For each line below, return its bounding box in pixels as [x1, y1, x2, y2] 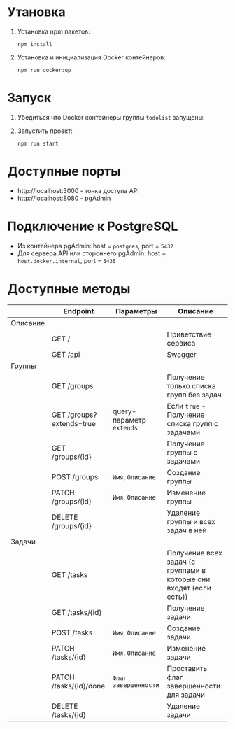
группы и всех [166, 516, 215, 526]
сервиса [166, 338, 196, 348]
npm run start [17, 140, 59, 147]
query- [112, 406, 137, 416]
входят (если [166, 583, 211, 593]
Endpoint [63, 306, 94, 316]
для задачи [166, 690, 205, 700]
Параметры [115, 306, 157, 316]
